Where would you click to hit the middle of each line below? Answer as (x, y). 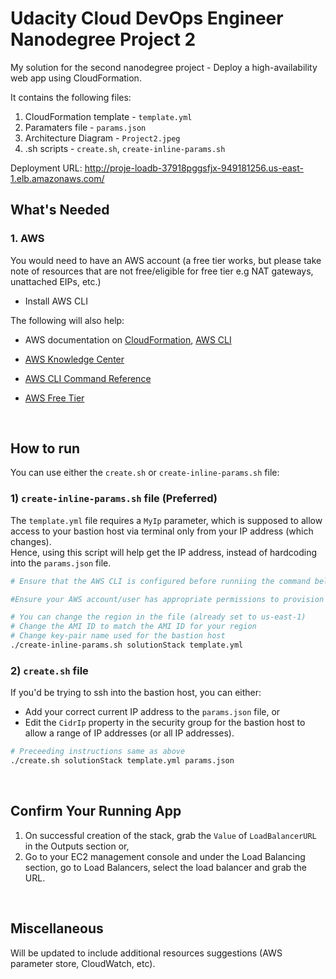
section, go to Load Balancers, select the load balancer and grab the (166, 867)
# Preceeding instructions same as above (98, 752)
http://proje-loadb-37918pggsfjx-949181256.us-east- (194, 168)
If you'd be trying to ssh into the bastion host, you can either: (136, 693)
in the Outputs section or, (77, 846)
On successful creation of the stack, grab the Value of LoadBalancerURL (170, 835)
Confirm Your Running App (96, 811)
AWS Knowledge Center (74, 359)
